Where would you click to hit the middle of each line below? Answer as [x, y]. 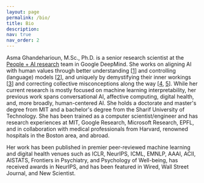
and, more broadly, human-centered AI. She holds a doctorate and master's [101, 103]
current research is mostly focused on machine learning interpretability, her [101, 90]
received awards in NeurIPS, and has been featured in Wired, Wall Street [98, 167]
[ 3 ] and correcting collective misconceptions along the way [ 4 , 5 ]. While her [102, 84]
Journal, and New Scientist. [41, 173]
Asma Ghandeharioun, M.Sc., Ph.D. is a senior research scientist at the [95, 58]
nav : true [19, 35]
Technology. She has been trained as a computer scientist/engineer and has [102, 116]
